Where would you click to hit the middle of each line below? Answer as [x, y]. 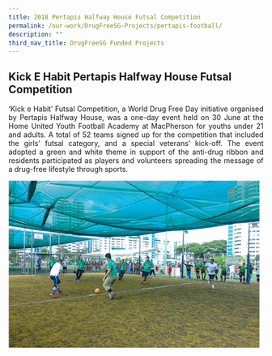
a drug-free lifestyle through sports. [68, 169]
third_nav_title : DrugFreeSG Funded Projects [86, 43]
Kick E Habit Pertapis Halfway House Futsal [120, 77]
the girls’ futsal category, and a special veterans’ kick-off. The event [136, 144]
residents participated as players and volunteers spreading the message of [136, 161]
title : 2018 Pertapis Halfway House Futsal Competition [104, 17]
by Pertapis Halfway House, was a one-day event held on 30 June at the [136, 118]
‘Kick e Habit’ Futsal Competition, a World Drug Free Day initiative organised [136, 109]
